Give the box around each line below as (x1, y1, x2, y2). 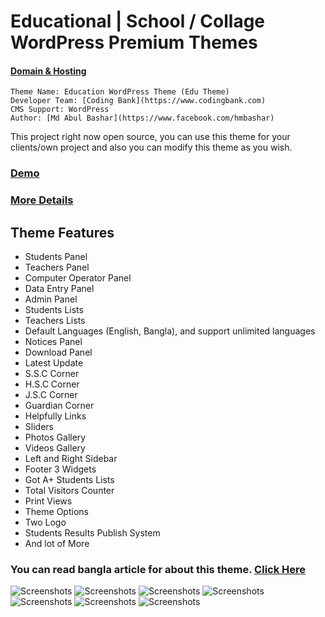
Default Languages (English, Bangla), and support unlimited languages (24, 325, 316, 337)
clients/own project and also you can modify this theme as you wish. (10, 141, 293, 154)
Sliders (24, 421, 54, 433)
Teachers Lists (24, 315, 86, 327)
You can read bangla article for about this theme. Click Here (10, 562, 307, 576)
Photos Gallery (24, 431, 87, 444)
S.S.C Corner (24, 368, 80, 380)
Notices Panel (24, 336, 83, 348)
